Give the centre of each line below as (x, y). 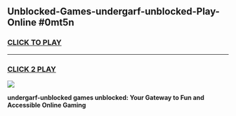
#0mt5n (56, 23)
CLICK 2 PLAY (32, 69)
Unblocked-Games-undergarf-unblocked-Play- (113, 12)
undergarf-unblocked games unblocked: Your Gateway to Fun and (106, 97)
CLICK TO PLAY (34, 43)
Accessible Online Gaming (47, 105)
